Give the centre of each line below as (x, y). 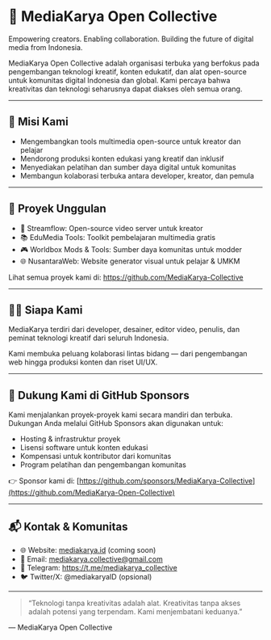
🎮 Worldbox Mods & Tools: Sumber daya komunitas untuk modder (131, 249)
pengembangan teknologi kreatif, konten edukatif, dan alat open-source (128, 71)
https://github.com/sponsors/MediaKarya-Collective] (167, 481)
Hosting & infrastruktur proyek (70, 439)
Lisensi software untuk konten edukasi (84, 448)
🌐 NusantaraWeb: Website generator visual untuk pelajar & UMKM (130, 261)
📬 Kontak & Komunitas (68, 526)
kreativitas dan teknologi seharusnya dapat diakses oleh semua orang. (125, 89)
